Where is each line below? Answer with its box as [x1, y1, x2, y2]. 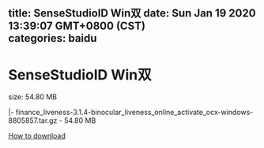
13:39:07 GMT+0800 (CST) [8, 20, 146, 33]
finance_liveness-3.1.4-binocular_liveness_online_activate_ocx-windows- [15, 108, 254, 117]
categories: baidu [8, 31, 97, 45]
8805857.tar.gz [8, 116, 58, 125]
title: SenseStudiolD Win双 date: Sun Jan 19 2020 [8, 6, 256, 20]
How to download [8, 131, 66, 141]
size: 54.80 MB [8, 92, 58, 102]
